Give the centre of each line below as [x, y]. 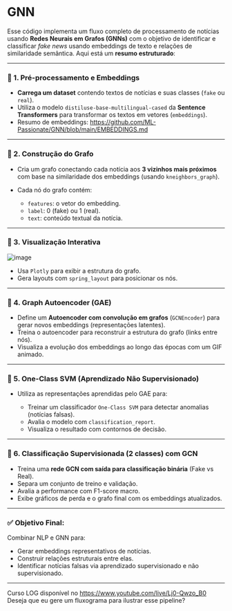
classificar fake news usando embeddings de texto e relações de [100, 46]
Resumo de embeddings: [52, 122]
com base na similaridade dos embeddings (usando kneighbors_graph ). [118, 176]
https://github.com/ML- [123, 122]
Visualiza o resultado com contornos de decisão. [97, 429]
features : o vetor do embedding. [74, 203]
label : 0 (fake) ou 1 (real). [64, 210]
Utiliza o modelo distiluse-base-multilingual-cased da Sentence [111, 107]
